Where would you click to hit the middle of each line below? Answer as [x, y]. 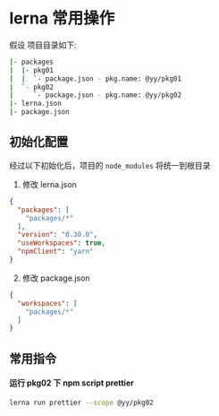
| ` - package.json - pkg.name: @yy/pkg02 [95, 95]
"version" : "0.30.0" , [58, 235]
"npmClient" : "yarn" [55, 252]
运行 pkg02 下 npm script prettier [72, 383]
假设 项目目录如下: [43, 45]
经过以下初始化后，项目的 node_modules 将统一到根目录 [110, 165]
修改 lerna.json [50, 184]
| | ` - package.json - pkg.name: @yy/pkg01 [95, 78]
